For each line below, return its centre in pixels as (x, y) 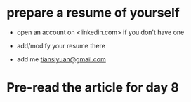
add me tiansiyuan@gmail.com (61, 59)
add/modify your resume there (61, 45)
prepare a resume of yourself (93, 13)
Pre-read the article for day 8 (93, 88)
